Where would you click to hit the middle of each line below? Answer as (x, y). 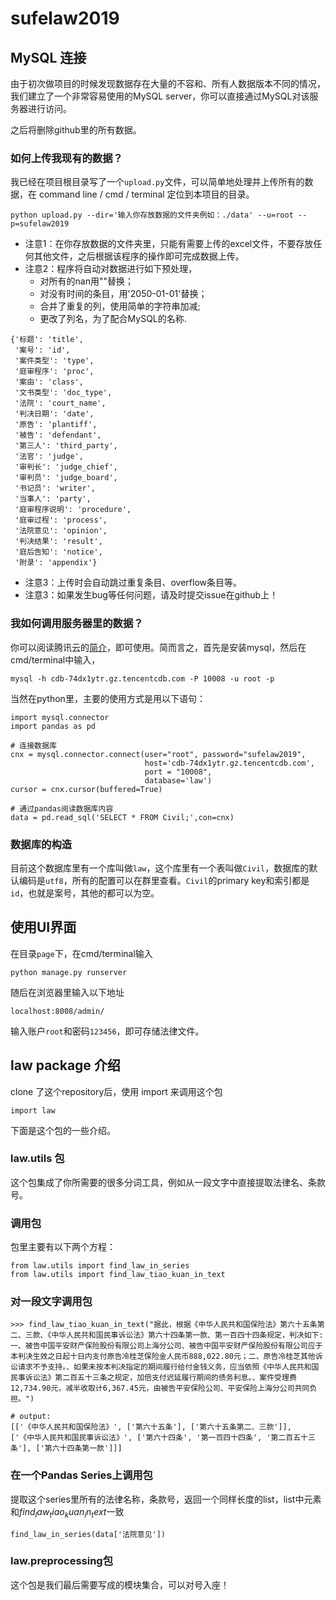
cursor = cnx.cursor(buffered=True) (86, 789)
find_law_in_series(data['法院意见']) (88, 1534)
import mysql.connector (60, 717)
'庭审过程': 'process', (61, 520)
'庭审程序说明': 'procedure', (73, 510)
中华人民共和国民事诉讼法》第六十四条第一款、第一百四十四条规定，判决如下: (187, 1335)
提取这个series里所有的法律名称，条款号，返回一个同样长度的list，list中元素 (166, 1499)
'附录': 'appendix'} (56, 563)
